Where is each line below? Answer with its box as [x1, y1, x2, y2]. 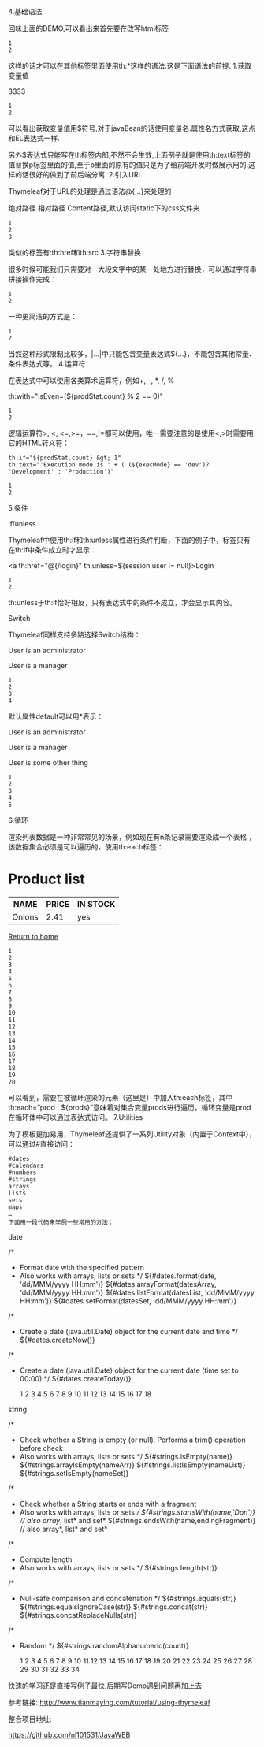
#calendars [8, 1162, 44, 1169]
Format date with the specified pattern [19, 1262, 144, 1272]
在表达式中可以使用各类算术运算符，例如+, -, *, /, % [8, 376, 175, 385]
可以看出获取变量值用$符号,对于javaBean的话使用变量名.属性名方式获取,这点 [8, 124, 256, 132]
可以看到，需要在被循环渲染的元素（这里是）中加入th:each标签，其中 [8, 1092, 233, 1102]
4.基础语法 [8, 7, 43, 16]
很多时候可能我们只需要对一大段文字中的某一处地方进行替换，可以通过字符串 [8, 265, 257, 273]
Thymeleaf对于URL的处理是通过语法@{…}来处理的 [8, 187, 172, 195]
